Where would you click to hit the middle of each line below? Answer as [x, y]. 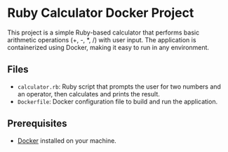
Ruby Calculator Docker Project [101, 13]
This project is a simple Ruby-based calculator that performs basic [103, 32]
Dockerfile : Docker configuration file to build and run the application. [118, 101]
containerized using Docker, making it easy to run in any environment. [108, 47]
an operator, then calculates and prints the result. [88, 94]
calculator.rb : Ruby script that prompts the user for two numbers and [119, 87]
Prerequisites [37, 123]
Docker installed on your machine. [67, 140]
